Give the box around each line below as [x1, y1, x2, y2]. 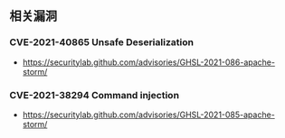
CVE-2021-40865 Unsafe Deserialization [9, 36, 195, 49]
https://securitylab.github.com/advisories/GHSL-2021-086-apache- [22, 57, 276, 68]
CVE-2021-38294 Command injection [9, 88, 179, 101]
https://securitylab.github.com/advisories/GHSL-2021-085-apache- [22, 109, 276, 120]
